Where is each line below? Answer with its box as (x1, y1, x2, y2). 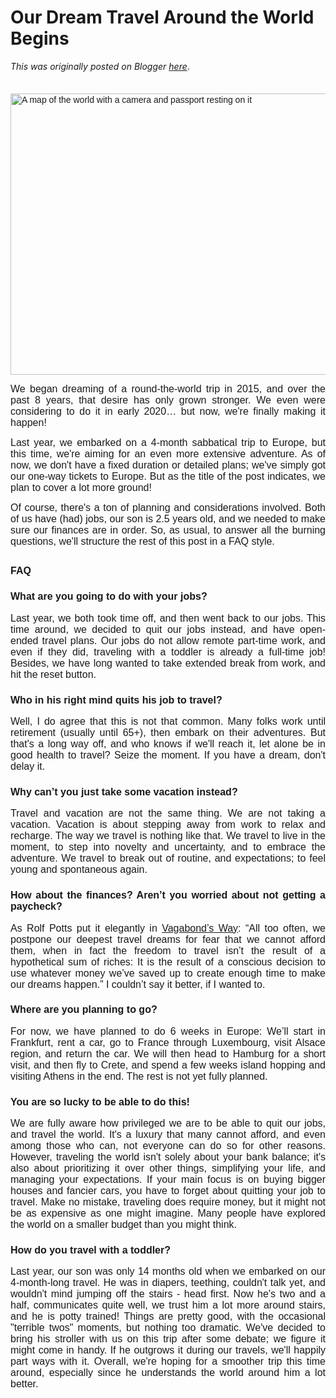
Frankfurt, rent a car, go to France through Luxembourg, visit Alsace (10, 1036, 326, 1048)
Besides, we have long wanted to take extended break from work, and (10, 657, 326, 669)
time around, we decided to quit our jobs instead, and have (10, 623, 295, 635)
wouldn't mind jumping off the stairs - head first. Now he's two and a (10, 1288, 326, 1300)
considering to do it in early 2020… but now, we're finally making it (10, 405, 326, 417)
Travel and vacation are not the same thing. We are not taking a (10, 807, 326, 820)
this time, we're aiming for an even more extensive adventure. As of (10, 447, 326, 460)
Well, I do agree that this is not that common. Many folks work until (10, 715, 326, 727)
